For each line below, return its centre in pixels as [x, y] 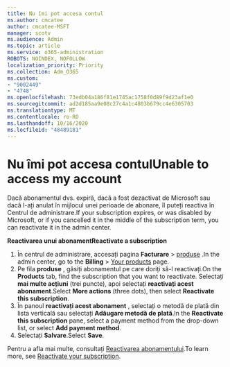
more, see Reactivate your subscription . [64, 356]
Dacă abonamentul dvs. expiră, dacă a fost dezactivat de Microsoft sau [109, 198]
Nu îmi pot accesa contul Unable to [108, 164]
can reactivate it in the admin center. [59, 228]
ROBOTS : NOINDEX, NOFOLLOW [46, 59]
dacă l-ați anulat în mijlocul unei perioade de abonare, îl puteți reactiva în [111, 205]
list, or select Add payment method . [69, 328]
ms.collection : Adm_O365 [43, 71]
